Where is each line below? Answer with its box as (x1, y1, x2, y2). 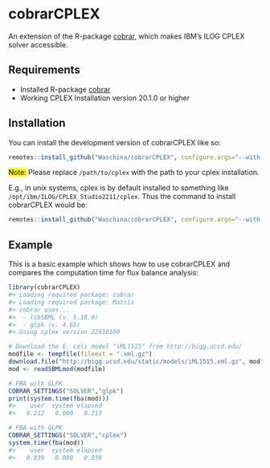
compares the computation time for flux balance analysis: (8, 268, 199, 278)
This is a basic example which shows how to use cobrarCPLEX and (8, 259, 231, 269)
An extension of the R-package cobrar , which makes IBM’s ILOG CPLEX (8, 31, 245, 41)
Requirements (8, 63, 80, 77)
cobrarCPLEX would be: (8, 200, 88, 210)
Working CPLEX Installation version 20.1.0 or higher (19, 93, 190, 103)
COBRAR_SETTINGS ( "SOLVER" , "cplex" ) (8, 431, 128, 439)
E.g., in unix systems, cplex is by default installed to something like (8, 183, 229, 193)
